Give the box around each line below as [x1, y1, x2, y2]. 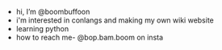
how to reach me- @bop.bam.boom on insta [15, 32, 164, 42]
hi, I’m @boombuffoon [15, 7, 90, 16]
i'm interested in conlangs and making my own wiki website [15, 15, 214, 25]
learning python [15, 24, 69, 33]
